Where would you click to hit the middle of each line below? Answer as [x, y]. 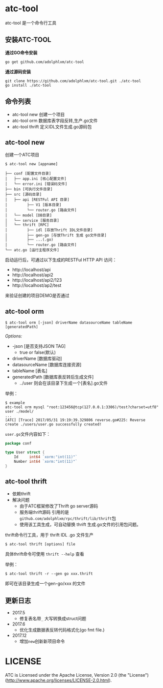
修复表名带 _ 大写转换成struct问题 [53, 619]
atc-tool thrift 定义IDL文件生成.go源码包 [52, 126]
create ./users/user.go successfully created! [53, 424]
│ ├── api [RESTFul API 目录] [37, 200]
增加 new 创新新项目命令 [42, 641]
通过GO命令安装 [21, 53]
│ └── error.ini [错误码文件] [36, 184]
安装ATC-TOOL [28, 40]
